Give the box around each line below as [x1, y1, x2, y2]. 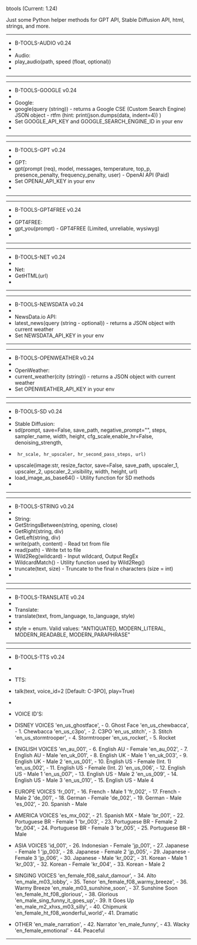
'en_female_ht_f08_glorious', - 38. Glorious [14, 891, 118, 897]
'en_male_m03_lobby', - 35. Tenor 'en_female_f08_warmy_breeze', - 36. [14, 878, 188, 885]
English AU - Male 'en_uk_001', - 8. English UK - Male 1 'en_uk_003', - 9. [14, 752, 188, 758]
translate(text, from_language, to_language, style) [14, 612, 135, 619]
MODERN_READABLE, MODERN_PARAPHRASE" [14, 631, 131, 638]
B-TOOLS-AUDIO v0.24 [14, 39, 72, 46]
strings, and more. [6, 23, 50, 29]
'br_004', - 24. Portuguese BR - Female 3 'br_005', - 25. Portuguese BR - [14, 824, 191, 831]
